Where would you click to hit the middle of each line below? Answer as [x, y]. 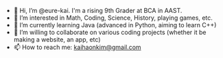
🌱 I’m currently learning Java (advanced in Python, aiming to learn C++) [115, 25]
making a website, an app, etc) [57, 40]
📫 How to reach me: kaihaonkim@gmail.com [78, 47]
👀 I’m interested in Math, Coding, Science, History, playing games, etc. [113, 18]
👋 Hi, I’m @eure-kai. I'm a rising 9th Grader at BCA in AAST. [98, 11]
